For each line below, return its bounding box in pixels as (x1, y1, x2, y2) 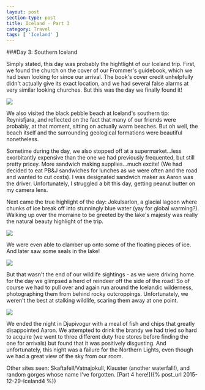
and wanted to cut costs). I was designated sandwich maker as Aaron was (6, 174, 194, 181)
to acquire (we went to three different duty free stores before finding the (6, 333, 188, 340)
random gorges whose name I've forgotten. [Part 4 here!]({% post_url (6, 371, 182, 378)
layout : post (6, 9, 40, 15)
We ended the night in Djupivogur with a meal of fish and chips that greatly (6, 320, 195, 328)
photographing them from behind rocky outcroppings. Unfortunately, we (6, 290, 188, 298)
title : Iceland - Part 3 (6, 20, 70, 26)
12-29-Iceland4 (6, 377, 45, 385)
